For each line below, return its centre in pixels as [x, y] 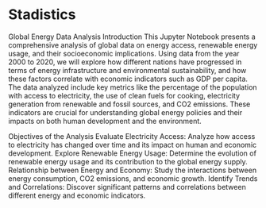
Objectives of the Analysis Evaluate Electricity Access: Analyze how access [132, 136]
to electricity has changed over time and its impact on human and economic [133, 144]
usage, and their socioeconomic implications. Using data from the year [124, 53]
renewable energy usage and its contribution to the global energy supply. [128, 161]
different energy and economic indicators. [77, 195]
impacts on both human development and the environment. [105, 121]
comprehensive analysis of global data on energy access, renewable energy [133, 44]
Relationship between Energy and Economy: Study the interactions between [132, 170]
